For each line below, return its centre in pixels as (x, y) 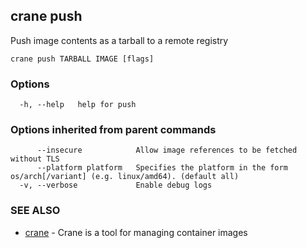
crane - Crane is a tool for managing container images (136, 232)
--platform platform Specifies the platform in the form (162, 168)
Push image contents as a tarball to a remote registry (119, 40)
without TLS (35, 159)
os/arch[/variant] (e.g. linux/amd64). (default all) (125, 177)
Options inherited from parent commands (113, 130)
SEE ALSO (35, 211)
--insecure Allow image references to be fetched (167, 150)
